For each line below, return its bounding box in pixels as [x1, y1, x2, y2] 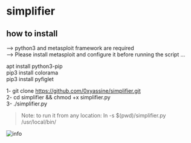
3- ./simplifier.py [6, 100, 47, 107]
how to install [6, 28, 58, 39]
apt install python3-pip [6, 62, 63, 70]
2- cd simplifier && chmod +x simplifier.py [6, 94, 111, 101]
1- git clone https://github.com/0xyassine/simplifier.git [6, 87, 141, 95]
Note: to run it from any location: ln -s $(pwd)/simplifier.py [21, 112, 166, 119]
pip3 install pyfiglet [6, 76, 54, 82]
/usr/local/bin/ [21, 118, 56, 125]
